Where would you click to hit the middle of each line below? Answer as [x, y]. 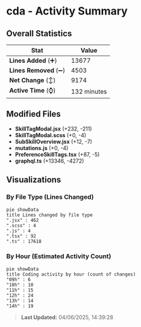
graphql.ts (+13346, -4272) [49, 161]
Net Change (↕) [33, 80]
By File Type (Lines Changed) [50, 197]
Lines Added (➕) [33, 60]
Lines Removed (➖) [37, 70]
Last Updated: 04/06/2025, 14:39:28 [67, 317]
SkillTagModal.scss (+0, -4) [50, 135]
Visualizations [34, 180]
